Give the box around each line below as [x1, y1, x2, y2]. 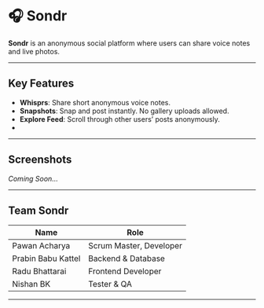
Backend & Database [87, 253, 165, 264]
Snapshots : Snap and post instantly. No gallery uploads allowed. [19, 106, 229, 115]
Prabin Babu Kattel [12, 253, 81, 264]
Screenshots [8, 153, 72, 167]
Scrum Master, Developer [87, 240, 183, 251]
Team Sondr [8, 203, 69, 217]
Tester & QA [87, 279, 132, 290]
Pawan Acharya [12, 240, 71, 251]
